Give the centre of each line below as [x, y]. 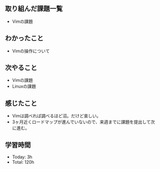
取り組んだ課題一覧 [34, 9]
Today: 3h [22, 157]
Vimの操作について [31, 51]
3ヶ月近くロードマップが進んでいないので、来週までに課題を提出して [81, 122]
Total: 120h [23, 162]
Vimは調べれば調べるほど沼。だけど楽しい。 [56, 116]
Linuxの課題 [24, 86]
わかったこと [24, 38]
